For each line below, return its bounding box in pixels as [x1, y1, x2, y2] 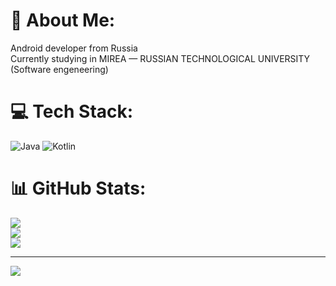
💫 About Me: [10, 9, 116, 32]
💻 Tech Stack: [10, 100, 134, 123]
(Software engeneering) [10, 63, 109, 75]
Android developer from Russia [10, 42, 138, 54]
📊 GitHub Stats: [10, 177, 147, 200]
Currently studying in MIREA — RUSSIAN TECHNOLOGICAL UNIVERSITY [10, 52, 311, 64]
